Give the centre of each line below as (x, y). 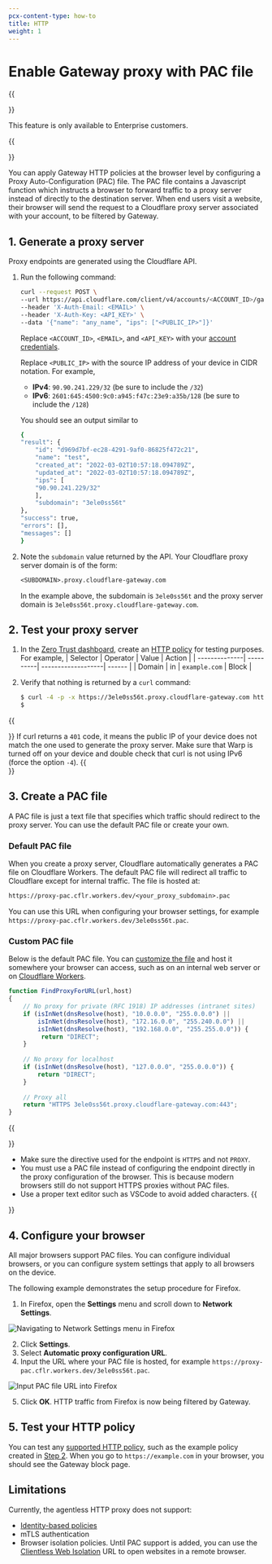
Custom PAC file (41, 941)
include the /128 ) (60, 404)
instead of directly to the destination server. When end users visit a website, (135, 199)
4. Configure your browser (77, 1235)
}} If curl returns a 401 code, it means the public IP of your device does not (133, 736)
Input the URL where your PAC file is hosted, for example (115, 1362)
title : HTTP (28, 24)
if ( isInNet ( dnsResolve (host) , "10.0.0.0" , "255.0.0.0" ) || (127, 1014)
